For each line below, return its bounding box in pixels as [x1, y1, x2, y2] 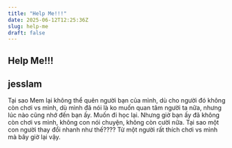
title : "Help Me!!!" [8, 10, 68, 17]
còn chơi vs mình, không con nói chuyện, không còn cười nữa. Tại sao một [8, 118, 220, 127]
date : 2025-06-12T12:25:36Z [8, 17, 89, 23]
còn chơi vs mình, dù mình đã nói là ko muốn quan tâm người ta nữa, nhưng [8, 104, 222, 112]
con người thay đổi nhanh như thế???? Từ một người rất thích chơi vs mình [8, 125, 218, 134]
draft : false [8, 29, 46, 36]
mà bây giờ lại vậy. [8, 133, 61, 141]
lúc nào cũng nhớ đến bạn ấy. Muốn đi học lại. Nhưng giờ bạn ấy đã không [8, 111, 220, 119]
